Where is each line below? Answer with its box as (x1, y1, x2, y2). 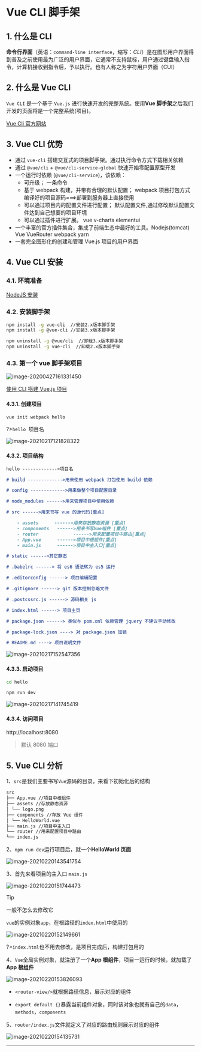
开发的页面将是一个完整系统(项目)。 (6, 107, 95, 114)
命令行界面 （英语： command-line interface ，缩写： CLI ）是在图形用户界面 (6, 49, 189, 55)
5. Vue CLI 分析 (6, 760, 63, 770)
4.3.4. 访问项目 (6, 715, 44, 722)
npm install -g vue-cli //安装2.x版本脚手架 (6, 322, 115, 328)
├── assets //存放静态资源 (6, 801, 68, 807)
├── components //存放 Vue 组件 (6, 812, 84, 818)
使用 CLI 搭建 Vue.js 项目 (6, 385, 68, 393)
